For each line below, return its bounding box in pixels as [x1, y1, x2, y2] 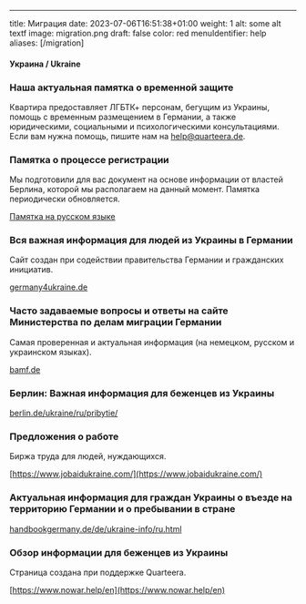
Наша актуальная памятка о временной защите [9, 81, 234, 94]
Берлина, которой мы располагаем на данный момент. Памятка [9, 184, 260, 195]
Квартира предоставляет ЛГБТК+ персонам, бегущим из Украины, [9, 101, 270, 112]
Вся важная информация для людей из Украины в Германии [9, 234, 293, 247]
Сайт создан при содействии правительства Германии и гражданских [9, 254, 284, 265]
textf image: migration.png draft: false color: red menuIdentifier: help [9, 28, 267, 38]
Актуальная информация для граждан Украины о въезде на [9, 491, 293, 504]
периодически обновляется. [9, 193, 120, 205]
